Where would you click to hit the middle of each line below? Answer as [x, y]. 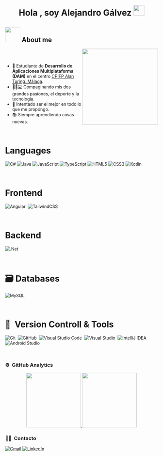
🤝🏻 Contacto [21, 438]
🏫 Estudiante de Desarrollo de [42, 66]
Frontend [24, 193]
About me [37, 39]
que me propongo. [31, 109]
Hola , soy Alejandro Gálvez [75, 13]
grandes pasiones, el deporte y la [45, 94]
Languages [28, 151]
